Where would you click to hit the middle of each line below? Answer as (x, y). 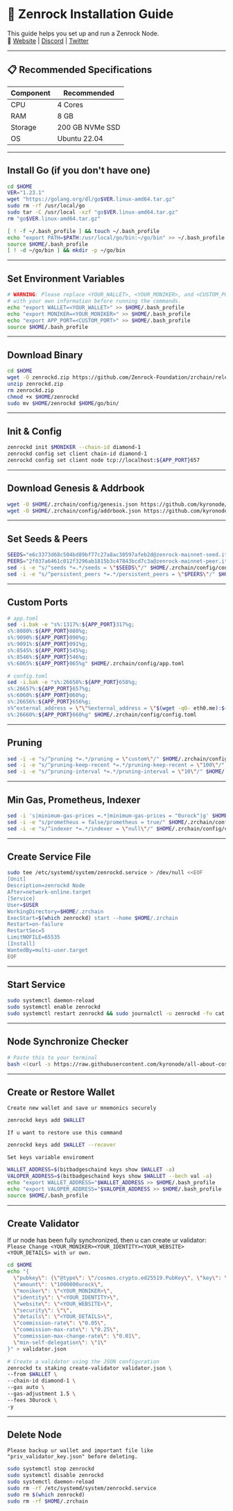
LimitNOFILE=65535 (34, 937)
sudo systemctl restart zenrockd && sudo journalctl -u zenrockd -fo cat (116, 1014)
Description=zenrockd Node (46, 886)
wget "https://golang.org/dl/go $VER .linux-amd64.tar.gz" (91, 199)
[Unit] (17, 879)
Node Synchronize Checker (68, 1042)
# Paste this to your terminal (52, 1057)
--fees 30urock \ (32, 1400)
